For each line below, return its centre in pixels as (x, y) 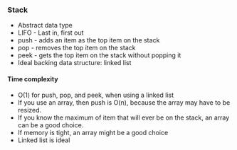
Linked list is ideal (44, 140)
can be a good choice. (51, 125)
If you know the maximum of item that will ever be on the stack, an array (123, 117)
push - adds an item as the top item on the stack (89, 40)
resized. (30, 110)
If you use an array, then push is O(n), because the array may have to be (124, 102)
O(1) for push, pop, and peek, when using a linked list (96, 95)
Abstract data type (45, 25)
